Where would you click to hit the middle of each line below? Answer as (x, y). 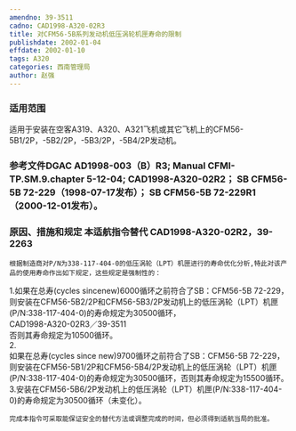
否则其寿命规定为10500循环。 (64, 336)
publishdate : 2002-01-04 (55, 42)
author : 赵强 (32, 76)
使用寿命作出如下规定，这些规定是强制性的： (92, 273)
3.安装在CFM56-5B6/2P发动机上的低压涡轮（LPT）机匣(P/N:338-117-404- (146, 389)
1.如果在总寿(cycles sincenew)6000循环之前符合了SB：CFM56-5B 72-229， (149, 291)
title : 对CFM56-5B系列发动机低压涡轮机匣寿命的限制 (96, 34)
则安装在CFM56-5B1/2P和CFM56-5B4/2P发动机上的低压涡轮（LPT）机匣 (143, 367)
